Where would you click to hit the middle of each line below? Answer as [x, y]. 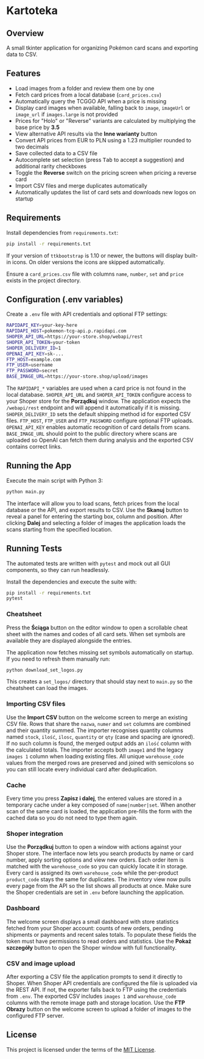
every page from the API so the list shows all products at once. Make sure [99, 886]
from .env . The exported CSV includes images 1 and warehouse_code [91, 996]
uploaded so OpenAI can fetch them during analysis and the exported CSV [100, 440]
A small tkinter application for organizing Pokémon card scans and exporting [102, 48]
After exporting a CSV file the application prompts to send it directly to [94, 977]
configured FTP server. [35, 1016]
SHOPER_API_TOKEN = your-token [43, 342]
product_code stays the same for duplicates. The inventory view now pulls [99, 879]
